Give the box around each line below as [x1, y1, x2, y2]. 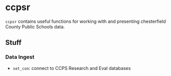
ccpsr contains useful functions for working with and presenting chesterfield [5, 18, 166, 24]
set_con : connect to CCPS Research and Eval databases [12, 65, 131, 71]
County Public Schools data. [5, 23, 65, 29]
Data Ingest [5, 54, 35, 61]
